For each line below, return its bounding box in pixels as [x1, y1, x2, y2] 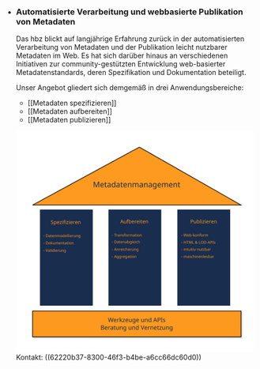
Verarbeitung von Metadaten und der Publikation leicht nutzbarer [15, 43, 228, 52]
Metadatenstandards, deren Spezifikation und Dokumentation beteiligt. [15, 68, 247, 77]
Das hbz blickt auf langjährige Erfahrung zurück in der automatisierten [15, 34, 245, 43]
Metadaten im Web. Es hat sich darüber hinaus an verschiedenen [15, 51, 228, 61]
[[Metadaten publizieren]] [27, 115, 111, 125]
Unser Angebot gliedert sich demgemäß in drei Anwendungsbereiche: [15, 83, 244, 92]
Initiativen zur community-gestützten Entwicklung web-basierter [15, 59, 226, 69]
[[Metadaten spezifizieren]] [27, 98, 117, 108]
